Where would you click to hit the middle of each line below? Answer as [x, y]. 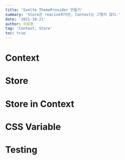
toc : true [16, 33]
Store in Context [40, 104]
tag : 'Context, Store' [29, 29]
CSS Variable [33, 127]
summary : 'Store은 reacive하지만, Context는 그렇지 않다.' [63, 15]
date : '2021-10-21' [26, 19]
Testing [21, 150]
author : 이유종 [20, 24]
